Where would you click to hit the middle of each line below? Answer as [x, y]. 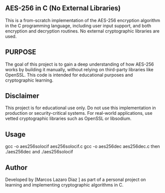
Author [16, 167]
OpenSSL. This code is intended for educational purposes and [69, 75]
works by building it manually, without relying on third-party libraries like [79, 69]
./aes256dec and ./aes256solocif [39, 152]
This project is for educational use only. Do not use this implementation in [81, 108]
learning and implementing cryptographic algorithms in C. [64, 185]
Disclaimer [22, 96]
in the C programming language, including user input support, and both [78, 26]
